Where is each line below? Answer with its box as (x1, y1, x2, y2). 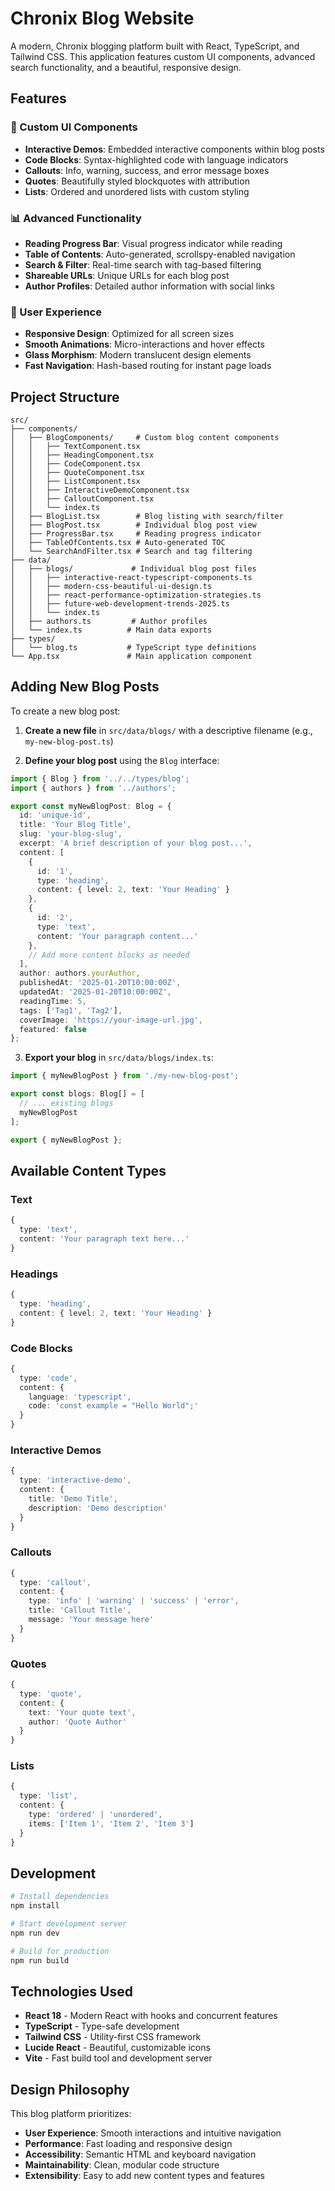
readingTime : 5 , (19, 996, 87, 1006)
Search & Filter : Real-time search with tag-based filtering (24, 258, 262, 271)
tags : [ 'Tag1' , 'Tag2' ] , (19, 1005, 123, 1016)
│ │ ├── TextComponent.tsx (10, 442, 141, 452)
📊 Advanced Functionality (10, 211, 142, 225)
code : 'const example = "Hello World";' (28, 1401, 199, 1411)
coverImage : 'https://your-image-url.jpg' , (19, 1015, 203, 1025)
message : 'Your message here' (28, 1615, 155, 1625)
